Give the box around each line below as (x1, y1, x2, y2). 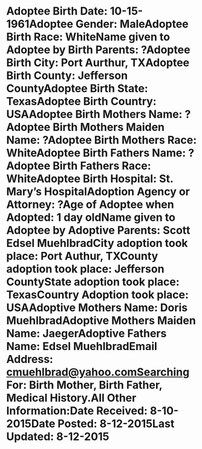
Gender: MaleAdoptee (75, 17, 189, 31)
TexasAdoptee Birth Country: (6, 95, 157, 109)
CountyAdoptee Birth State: (6, 82, 148, 95)
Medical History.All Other (6, 391, 137, 405)
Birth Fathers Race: (52, 159, 151, 173)
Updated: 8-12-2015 (6, 430, 109, 444)
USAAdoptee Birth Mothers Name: (6, 107, 183, 121)
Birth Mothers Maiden (52, 120, 165, 134)
